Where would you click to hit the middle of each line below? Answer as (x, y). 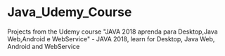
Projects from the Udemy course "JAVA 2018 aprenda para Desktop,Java (112, 31)
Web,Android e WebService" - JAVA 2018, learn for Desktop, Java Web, (111, 38)
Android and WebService (44, 46)
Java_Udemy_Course (70, 12)
